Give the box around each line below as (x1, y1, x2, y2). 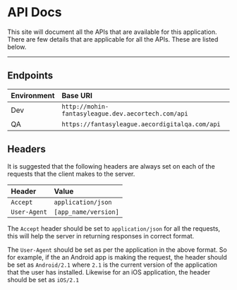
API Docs (7, 4, 62, 20)
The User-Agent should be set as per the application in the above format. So (7, 245, 227, 254)
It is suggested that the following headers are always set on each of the (7, 162, 215, 170)
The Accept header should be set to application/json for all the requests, (7, 224, 221, 233)
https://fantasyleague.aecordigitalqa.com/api (61, 120, 221, 128)
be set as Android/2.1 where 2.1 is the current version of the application (7, 260, 217, 269)
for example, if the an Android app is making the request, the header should (7, 253, 227, 261)
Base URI (61, 90, 93, 100)
